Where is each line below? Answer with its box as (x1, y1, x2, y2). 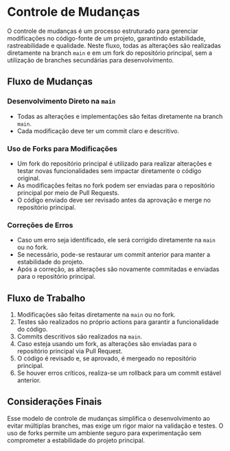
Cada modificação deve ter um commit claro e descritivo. (16, 126, 180, 135)
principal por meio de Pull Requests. (16, 188, 119, 196)
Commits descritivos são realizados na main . (16, 332, 143, 340)
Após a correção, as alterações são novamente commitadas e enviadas (16, 265, 220, 273)
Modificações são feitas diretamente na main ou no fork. (16, 310, 176, 319)
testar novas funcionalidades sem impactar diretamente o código (16, 166, 202, 175)
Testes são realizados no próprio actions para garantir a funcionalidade (16, 318, 219, 326)
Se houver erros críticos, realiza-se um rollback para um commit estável (16, 369, 222, 378)
